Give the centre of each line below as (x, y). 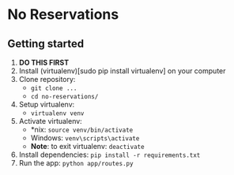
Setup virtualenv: (47, 104)
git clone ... (54, 88)
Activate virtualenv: (50, 121)
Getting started (46, 44)
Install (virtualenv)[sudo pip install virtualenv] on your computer (122, 71)
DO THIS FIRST (43, 62)
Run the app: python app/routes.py (76, 163)
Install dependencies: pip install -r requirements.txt (109, 155)
